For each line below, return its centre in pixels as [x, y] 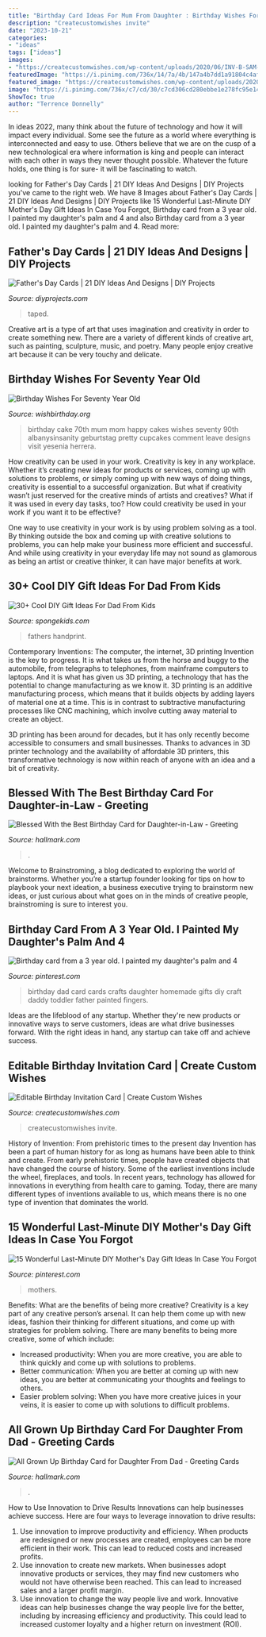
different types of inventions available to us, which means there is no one [127, 1194]
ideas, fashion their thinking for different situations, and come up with [122, 1322]
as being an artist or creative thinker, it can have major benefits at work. [125, 561]
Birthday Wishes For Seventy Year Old [104, 379]
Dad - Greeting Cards [61, 1442]
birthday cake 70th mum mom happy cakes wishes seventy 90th [133, 429]
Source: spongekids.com [49, 621]
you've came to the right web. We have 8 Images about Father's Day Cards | [133, 193]
